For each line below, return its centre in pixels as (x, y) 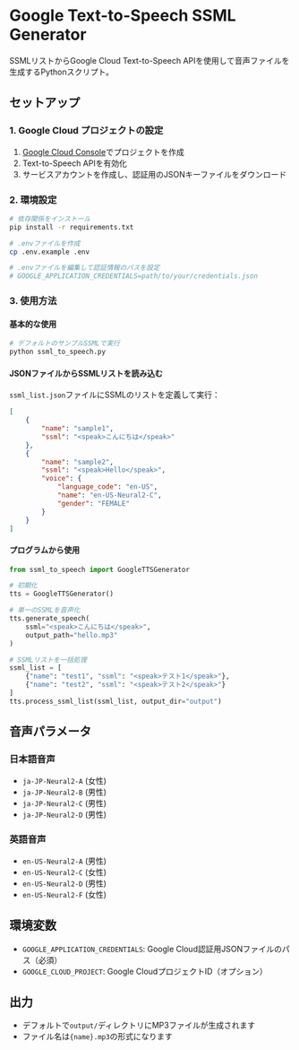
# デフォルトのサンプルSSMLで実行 (65, 343)
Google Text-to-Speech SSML (123, 16)
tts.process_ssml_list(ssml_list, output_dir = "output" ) (115, 701)
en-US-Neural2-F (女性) (64, 894)
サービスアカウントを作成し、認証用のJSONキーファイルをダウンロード (154, 174)
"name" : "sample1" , (78, 429)
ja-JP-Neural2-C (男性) (64, 803)
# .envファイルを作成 (45, 243)
